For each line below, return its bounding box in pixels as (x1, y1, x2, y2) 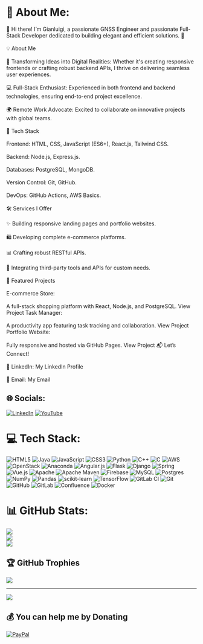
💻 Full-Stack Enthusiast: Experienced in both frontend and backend (6, 84, 176, 91)
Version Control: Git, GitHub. (6, 178, 77, 186)
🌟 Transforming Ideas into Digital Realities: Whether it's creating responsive (6, 57, 195, 65)
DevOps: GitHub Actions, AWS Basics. (6, 192, 101, 199)
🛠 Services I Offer (6, 205, 53, 212)
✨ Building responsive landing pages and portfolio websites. (6, 220, 156, 227)
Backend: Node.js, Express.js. (6, 153, 80, 160)
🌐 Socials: (6, 393, 46, 404)
